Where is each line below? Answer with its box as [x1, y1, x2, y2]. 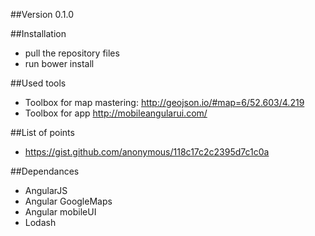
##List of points [10, 127, 75, 138]
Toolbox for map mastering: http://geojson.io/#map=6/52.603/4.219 [24, 97, 305, 108]
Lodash [24, 217, 57, 228]
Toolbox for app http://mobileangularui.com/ [24, 107, 208, 119]
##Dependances [10, 165, 80, 177]
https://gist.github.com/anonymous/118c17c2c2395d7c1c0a [24, 146, 270, 158]
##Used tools [10, 77, 67, 89]
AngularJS [24, 185, 68, 196]
